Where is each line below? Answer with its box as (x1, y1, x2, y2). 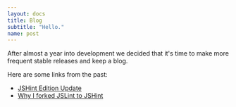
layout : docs (7, 10, 46, 18)
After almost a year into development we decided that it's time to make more (7, 49, 229, 58)
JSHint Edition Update (17, 84, 82, 92)
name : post (7, 30, 39, 37)
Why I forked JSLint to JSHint (17, 92, 104, 100)
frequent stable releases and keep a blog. (7, 57, 128, 65)
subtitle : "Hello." (7, 23, 65, 30)
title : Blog (7, 17, 42, 24)
